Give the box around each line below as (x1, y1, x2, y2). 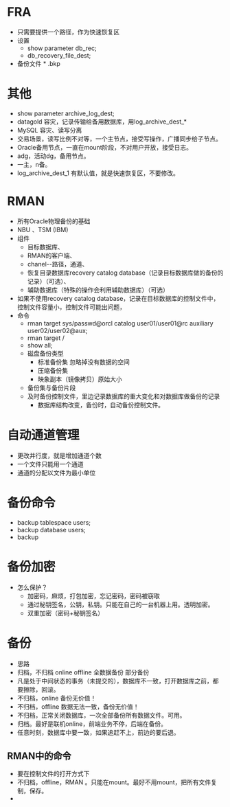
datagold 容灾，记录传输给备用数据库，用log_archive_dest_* (16, 117, 187, 126)
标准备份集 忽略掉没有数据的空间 (37, 358, 130, 366)
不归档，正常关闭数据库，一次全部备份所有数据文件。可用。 (16, 711, 186, 719)
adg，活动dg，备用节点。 (16, 152, 90, 160)
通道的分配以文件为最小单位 (16, 468, 96, 477)
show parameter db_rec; (27, 44, 97, 52)
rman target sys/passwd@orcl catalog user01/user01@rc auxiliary (27, 319, 214, 327)
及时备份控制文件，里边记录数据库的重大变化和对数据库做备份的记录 (27, 392, 220, 400)
